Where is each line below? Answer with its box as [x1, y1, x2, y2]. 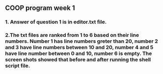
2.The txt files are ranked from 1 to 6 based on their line [5, 32, 139, 39]
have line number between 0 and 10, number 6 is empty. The [5, 50, 152, 57]
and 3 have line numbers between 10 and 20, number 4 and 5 [5, 44, 154, 51]
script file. [5, 62, 30, 69]
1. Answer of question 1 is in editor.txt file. [5, 19, 107, 25]
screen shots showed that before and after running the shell [5, 56, 151, 63]
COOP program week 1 [5, 4, 75, 12]
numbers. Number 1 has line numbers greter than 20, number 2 [5, 38, 158, 45]
